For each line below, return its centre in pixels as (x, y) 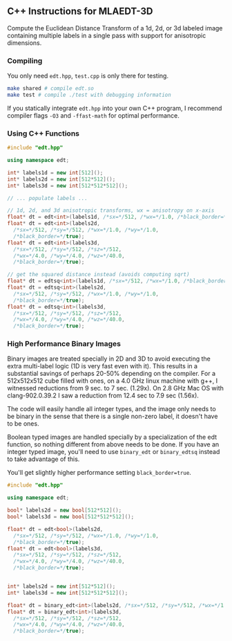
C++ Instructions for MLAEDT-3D (80, 11)
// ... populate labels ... (48, 198)
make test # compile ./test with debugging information (89, 95)
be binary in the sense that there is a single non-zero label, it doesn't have (113, 416)
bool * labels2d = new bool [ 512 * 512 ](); (65, 511)
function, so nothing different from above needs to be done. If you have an (113, 444)
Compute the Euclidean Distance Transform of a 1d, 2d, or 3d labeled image (115, 28)
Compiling (25, 60)
